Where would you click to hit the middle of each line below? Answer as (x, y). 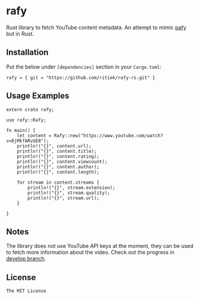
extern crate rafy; (30, 109)
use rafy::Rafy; (26, 120)
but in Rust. (20, 33)
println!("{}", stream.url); (64, 198)
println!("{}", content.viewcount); (62, 162)
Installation (27, 53)
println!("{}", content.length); (58, 172)
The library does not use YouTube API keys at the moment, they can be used (100, 246)
